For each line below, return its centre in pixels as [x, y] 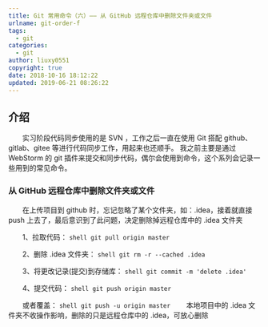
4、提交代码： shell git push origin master [97, 288]
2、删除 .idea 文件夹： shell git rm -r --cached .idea [114, 254]
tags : [17, 30]
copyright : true [35, 68]
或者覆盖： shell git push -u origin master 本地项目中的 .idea [134, 305]
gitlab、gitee [29, 148]
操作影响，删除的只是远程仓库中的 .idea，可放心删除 [122, 315]
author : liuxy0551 [39, 61]
